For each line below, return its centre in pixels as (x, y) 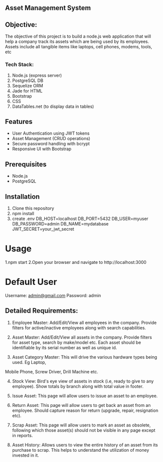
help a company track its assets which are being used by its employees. (77, 41)
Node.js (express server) (37, 75)
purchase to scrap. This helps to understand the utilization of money (81, 450)
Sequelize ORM (27, 85)
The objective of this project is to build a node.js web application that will (78, 37)
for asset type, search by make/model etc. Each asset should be (76, 342)
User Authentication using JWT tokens (51, 133)
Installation (22, 196)
